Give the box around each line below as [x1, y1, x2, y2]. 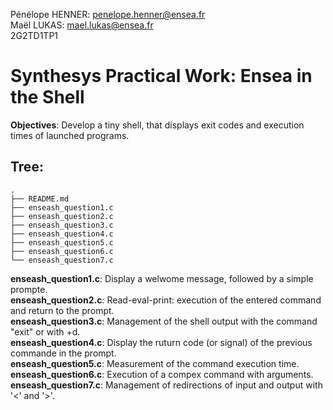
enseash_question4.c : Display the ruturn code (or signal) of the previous [10, 336, 313, 348]
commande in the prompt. [10, 347, 117, 359]
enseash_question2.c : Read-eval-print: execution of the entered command [10, 294, 322, 306]
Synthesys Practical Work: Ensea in [10, 65, 313, 88]
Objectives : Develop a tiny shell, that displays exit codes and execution [10, 119, 305, 131]
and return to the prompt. [10, 304, 115, 316]
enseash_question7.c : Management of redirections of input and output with [10, 379, 323, 391]
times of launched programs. [10, 129, 130, 141]
